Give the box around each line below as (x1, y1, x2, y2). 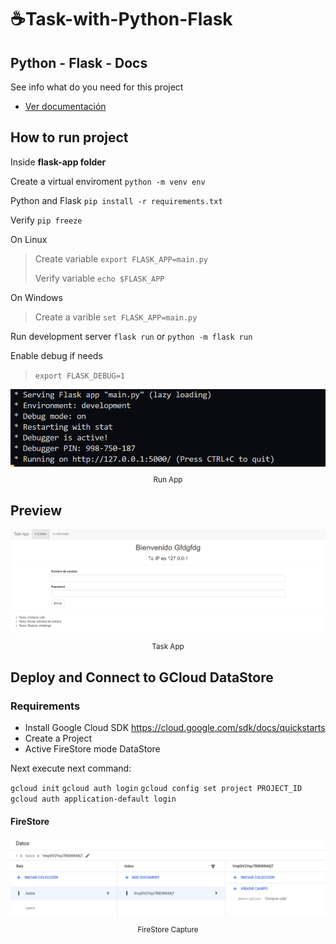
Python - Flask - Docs (10, 54, 148, 71)
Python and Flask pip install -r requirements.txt (10, 194, 223, 206)
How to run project (10, 129, 129, 146)
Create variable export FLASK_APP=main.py (34, 252, 208, 265)
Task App (151, 642, 185, 652)
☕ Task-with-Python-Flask (10, 8, 233, 31)
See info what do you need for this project (10, 81, 184, 93)
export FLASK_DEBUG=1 (34, 371, 125, 381)
